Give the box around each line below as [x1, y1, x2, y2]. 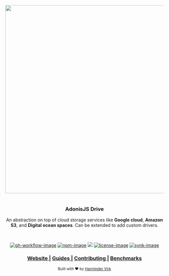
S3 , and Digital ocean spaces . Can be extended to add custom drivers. [11, 222, 158, 228]
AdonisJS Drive [65, 205, 104, 212]
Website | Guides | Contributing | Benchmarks [27, 255, 142, 262]
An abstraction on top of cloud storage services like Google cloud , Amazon [6, 217, 163, 223]
